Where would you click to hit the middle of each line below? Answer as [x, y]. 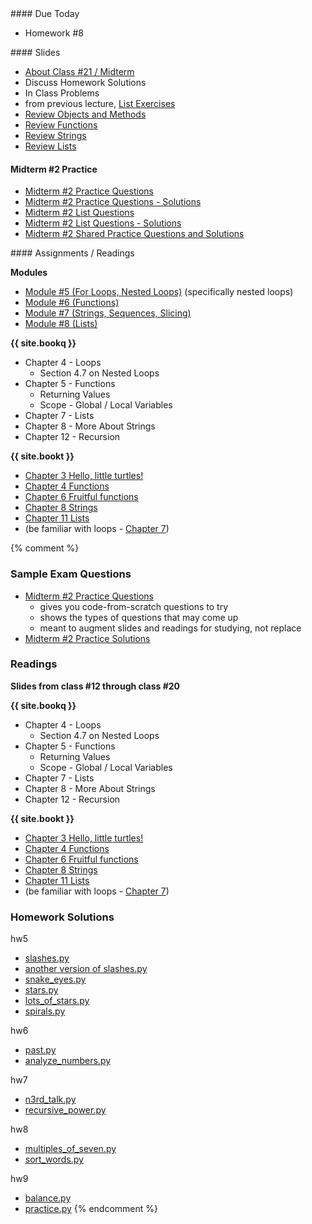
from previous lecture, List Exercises [100, 103]
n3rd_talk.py [50, 1099]
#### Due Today [45, 13]
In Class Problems [62, 93]
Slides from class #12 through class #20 [95, 686]
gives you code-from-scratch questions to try [133, 606]
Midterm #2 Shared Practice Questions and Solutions [134, 234]
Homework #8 [54, 33]
